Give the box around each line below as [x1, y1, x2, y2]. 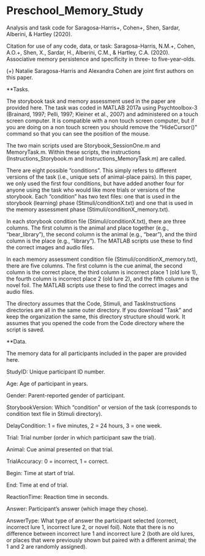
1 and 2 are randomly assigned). [6, 543, 88, 550]
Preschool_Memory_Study [6, 4, 144, 18]
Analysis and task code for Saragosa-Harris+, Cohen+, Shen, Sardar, [6, 24, 181, 31]
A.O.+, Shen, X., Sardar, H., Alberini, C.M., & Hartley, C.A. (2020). [6, 48, 170, 56]
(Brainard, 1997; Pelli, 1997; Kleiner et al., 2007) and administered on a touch [6, 110, 199, 118]
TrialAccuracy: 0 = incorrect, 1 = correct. [6, 457, 109, 465]
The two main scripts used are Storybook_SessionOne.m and [6, 141, 161, 149]
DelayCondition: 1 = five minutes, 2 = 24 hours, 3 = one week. [6, 422, 162, 429]
